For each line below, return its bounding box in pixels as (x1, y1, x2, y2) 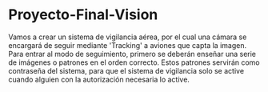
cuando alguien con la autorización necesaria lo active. (8, 74, 190, 84)
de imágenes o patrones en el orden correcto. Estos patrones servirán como (8, 58, 260, 67)
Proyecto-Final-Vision (8, 6, 158, 24)
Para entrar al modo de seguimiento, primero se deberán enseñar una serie (8, 49, 257, 58)
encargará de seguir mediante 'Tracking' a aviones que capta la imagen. (8, 40, 246, 50)
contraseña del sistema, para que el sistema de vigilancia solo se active (8, 66, 245, 75)
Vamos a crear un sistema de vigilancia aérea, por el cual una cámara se (8, 32, 247, 42)
